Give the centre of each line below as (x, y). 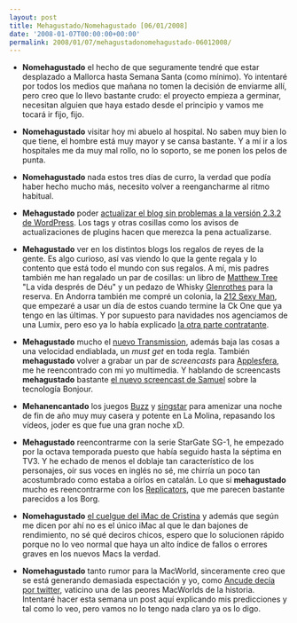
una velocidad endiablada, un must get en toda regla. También (136, 351)
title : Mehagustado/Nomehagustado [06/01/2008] (99, 26)
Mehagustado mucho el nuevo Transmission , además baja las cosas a (151, 342)
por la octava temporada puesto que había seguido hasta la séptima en (152, 452)
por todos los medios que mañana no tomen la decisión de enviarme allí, (154, 86)
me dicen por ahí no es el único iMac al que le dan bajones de (135, 525)
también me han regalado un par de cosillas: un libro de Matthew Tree (150, 278)
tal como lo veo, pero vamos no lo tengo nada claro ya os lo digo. (141, 609)
